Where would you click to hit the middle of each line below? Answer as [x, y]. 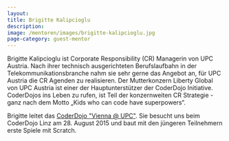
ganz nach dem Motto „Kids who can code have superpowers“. [96, 102]
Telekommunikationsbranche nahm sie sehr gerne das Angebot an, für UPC [114, 74]
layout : [18, 13]
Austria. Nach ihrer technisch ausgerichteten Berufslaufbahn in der [102, 66]
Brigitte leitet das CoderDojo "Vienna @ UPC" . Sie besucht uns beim [104, 116]
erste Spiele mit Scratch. [42, 131]
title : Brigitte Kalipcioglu [49, 20]
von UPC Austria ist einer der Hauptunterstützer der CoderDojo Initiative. [110, 88]
